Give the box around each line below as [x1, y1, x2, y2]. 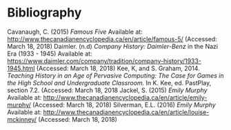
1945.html [7, 64, 35, 72]
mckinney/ [7, 115, 37, 123]
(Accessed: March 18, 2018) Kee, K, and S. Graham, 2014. [36, 64, 200, 72]
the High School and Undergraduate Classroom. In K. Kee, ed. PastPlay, [7, 78, 212, 87]
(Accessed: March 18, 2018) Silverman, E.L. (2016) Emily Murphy [32, 100, 216, 109]
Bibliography [7, 5, 82, 21]
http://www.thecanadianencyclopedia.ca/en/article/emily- [43, 93, 208, 101]
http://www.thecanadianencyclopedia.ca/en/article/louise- [43, 108, 210, 116]
